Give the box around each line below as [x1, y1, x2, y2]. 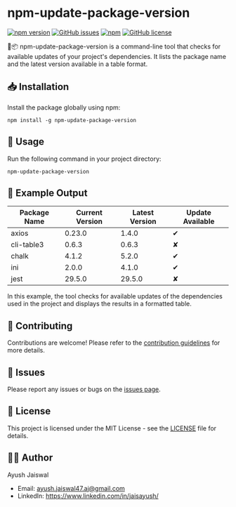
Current [76, 208, 103, 218]
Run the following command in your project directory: [7, 154, 162, 163]
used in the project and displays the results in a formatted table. [7, 300, 192, 308]
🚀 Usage [7, 136, 44, 148]
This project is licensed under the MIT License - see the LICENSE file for [7, 423, 216, 433]
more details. [7, 346, 46, 355]
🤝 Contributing [7, 320, 73, 331]
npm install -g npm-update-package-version [7, 117, 137, 124]
